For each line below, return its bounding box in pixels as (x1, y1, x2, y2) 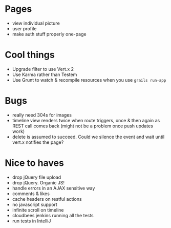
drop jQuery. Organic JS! (12, 179, 65, 185)
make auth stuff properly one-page (12, 31, 87, 37)
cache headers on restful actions (12, 196, 82, 202)
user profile (12, 25, 37, 31)
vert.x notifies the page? (12, 139, 64, 145)
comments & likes (12, 191, 50, 197)
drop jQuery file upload (12, 174, 61, 180)
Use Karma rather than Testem (12, 71, 77, 78)
